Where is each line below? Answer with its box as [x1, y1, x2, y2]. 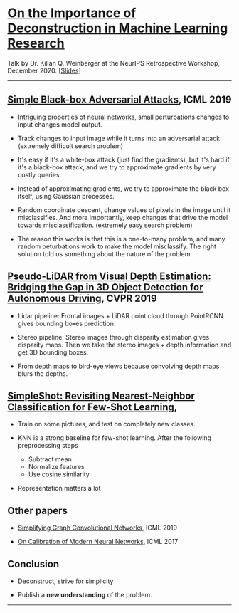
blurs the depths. [17, 369, 68, 378]
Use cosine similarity [28, 470, 90, 478]
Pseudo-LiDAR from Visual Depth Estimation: [7, 271, 211, 283]
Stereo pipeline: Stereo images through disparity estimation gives [17, 332, 210, 341]
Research [7, 36, 65, 51]
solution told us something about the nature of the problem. [17, 249, 193, 258]
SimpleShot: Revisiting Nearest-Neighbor [7, 389, 196, 402]
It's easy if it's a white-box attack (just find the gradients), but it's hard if [17, 155, 230, 164]
